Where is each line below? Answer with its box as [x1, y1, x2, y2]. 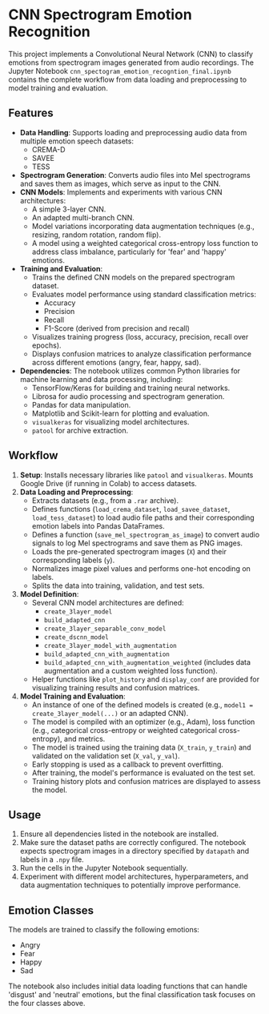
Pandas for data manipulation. [31, 400, 131, 409]
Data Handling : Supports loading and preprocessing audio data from [19, 127, 247, 137]
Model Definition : [19, 589, 79, 598]
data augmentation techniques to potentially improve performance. [19, 880, 241, 890]
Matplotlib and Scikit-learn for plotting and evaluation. [31, 408, 210, 418]
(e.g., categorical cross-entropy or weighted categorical [31, 725, 218, 734]
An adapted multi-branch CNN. [31, 212, 134, 222]
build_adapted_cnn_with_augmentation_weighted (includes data [43, 657, 251, 666]
